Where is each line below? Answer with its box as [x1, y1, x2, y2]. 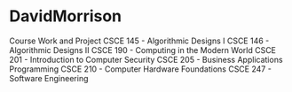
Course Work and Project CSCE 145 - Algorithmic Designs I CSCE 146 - [9, 35, 270, 46]
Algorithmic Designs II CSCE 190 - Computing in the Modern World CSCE [9, 44, 277, 55]
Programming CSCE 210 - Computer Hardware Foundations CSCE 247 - [9, 64, 272, 74]
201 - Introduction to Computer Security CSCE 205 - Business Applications [9, 54, 283, 65]
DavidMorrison [9, 6, 122, 27]
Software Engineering [9, 73, 89, 83]
